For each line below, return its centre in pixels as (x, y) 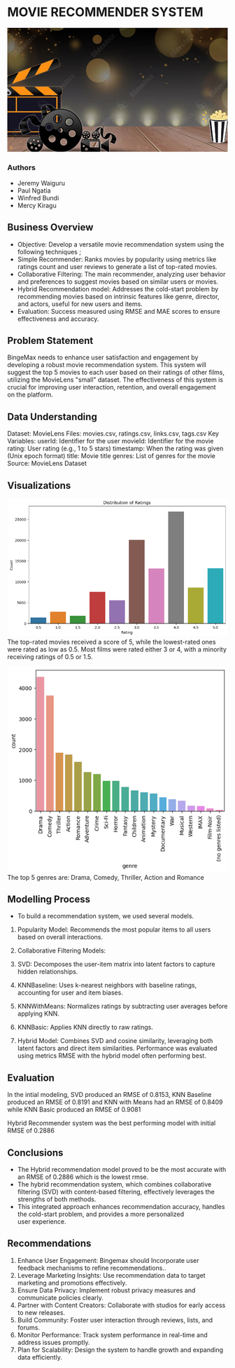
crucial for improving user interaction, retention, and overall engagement (112, 387)
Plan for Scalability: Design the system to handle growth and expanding (120, 1350)
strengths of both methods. (57, 1199)
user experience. (42, 1222)
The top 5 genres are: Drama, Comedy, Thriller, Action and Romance (106, 877)
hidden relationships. (48, 972)
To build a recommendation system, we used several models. (106, 916)
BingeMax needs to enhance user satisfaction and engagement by (103, 357)
